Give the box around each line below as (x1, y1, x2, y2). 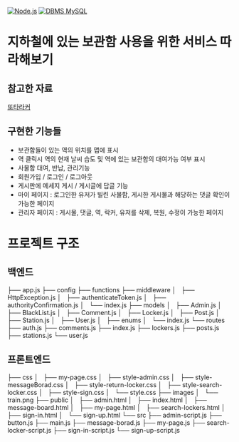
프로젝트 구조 (7, 236, 80, 252)
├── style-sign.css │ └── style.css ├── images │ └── (48, 388, 218, 396)
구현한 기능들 (7, 125, 62, 138)
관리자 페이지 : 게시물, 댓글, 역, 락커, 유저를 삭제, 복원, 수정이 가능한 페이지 (17, 207, 224, 217)
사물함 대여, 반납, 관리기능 (17, 163, 90, 172)
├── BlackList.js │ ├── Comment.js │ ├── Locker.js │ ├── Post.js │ (7, 308, 221, 317)
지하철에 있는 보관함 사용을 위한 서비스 (7, 34, 218, 50)
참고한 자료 (7, 82, 53, 94)
